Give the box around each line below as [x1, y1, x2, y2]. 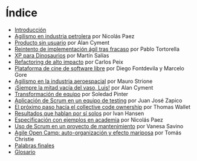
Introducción [14, 26, 47, 33]
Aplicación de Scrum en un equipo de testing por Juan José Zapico [14, 97, 182, 104]
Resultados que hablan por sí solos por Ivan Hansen [14, 110, 144, 117]
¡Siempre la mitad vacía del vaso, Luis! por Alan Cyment [14, 84, 153, 91]
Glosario [14, 148, 36, 156]
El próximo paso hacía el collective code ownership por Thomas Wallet [14, 103, 191, 110]
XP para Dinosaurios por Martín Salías [14, 51, 109, 59]
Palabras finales [14, 142, 55, 149]
